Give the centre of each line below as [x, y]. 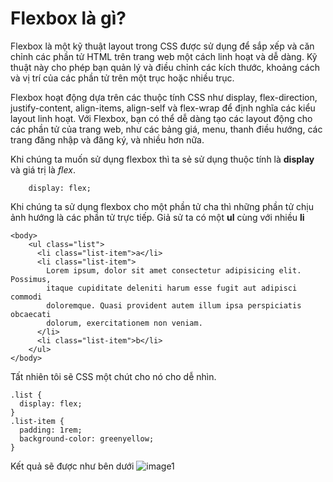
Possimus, [31, 279]
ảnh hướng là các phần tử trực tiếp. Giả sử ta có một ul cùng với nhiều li [157, 217]
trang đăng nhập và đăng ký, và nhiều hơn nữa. [107, 139]
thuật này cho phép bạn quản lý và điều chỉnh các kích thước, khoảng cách [165, 67]
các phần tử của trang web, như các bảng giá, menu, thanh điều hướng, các [166, 129]
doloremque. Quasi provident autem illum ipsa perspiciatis [174, 305]
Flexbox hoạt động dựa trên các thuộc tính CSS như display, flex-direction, [164, 97]
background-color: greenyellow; [87, 438]
